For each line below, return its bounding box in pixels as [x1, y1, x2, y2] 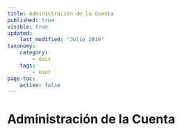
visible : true [7, 23, 49, 30]
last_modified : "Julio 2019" [20, 36, 105, 43]
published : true [7, 17, 54, 24]
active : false [20, 82, 61, 88]
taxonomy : [7, 43, 36, 49]
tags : [20, 62, 36, 69]
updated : [7, 29, 33, 37]
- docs [32, 56, 52, 63]
